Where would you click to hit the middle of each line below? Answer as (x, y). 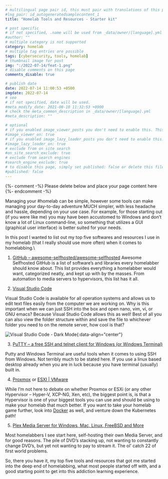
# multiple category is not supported (45, 42)
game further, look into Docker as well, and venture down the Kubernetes (80, 410)
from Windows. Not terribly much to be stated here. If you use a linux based (83, 359)
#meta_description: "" (29, 116)
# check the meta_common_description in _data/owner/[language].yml (78, 111)
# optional (16, 125)
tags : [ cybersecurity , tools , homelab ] (47, 56)
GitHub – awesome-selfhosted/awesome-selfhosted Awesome (77, 257)
